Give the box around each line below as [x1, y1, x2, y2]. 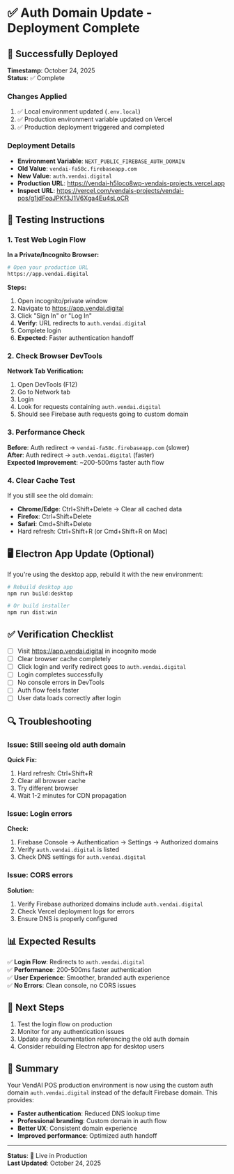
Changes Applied [7, 91, 68, 101]
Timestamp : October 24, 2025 [7, 66, 95, 75]
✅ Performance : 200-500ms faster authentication [7, 965, 152, 973]
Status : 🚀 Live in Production [7, 1152, 88, 1160]
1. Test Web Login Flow [7, 235, 86, 245]
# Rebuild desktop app [7, 583, 73, 590]
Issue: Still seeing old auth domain [7, 740, 126, 750]
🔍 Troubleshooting [7, 716, 92, 727]
